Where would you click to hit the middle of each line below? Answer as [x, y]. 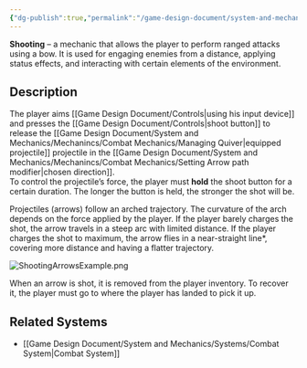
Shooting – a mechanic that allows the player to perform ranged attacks [145, 44]
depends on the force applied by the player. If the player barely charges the [152, 219]
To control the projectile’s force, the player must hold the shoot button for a [151, 182]
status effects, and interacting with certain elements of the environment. [145, 63]
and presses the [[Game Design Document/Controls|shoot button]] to [140, 123]
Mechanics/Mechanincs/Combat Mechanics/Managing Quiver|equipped [145, 143]
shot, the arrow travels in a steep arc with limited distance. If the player [143, 228]
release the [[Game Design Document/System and [104, 133]
